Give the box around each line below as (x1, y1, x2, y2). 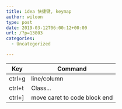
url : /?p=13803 (6, 30, 43, 36)
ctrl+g (9, 74, 26, 82)
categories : (6, 36, 35, 41)
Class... (31, 84, 51, 92)
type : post (6, 19, 33, 25)
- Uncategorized (11, 41, 51, 47)
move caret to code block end (31, 93, 113, 101)
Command (57, 65, 87, 73)
